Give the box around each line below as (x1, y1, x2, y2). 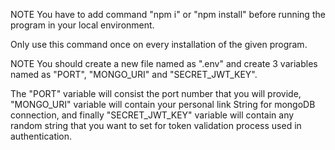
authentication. (10, 130, 73, 142)
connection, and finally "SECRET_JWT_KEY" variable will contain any (10, 109, 295, 121)
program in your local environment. (10, 19, 155, 31)
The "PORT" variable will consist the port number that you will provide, (10, 88, 302, 99)
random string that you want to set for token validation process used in (10, 120, 302, 131)
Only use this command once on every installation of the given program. (10, 39, 308, 50)
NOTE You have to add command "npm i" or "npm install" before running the (10, 9, 326, 20)
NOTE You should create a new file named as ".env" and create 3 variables (10, 58, 318, 69)
